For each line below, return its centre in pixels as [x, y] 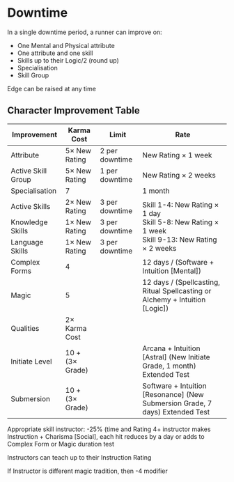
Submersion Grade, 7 [177, 403]
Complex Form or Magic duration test [61, 444]
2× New [78, 202]
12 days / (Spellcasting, [181, 282]
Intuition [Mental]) [172, 271]
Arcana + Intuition [171, 348]
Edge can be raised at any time [52, 88]
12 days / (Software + [178, 262]
